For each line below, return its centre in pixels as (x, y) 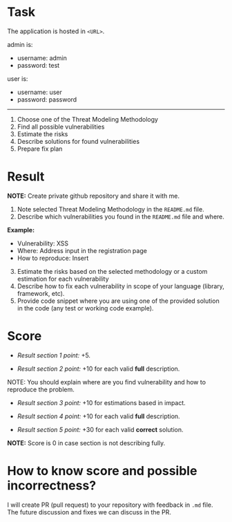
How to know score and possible (102, 471)
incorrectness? (52, 485)
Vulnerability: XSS (43, 243)
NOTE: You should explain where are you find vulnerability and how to (106, 382)
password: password (47, 99)
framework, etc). (41, 293)
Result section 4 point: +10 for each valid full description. (99, 416)
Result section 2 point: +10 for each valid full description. (98, 369)
